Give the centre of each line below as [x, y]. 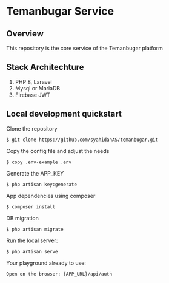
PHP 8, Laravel [34, 82]
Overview [25, 34]
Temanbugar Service [60, 11]
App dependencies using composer [51, 196]
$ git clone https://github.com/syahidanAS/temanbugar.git [82, 140]
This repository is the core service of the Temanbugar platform [85, 48]
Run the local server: [32, 240]
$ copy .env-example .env [39, 162]
